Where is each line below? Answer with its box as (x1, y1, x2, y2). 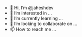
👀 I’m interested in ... (9, 10, 52, 16)
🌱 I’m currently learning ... (9, 15, 63, 21)
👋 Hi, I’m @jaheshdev (9, 5, 54, 10)
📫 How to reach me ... (9, 26, 56, 32)
